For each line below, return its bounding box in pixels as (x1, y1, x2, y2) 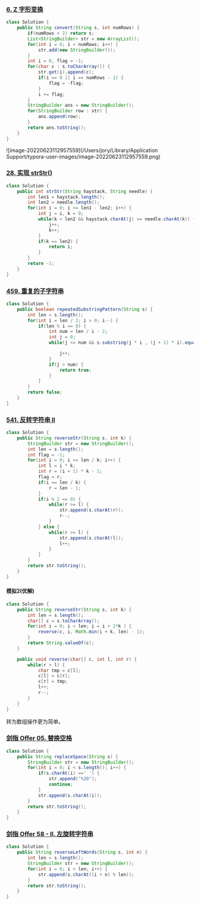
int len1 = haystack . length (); (27, 194, 105, 200)
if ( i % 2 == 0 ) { (37, 496, 82, 502)
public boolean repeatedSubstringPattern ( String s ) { (17, 306, 153, 312)
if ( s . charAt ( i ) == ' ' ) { (37, 770, 100, 777)
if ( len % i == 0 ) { (37, 323, 86, 329)
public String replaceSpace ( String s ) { (17, 753, 118, 759)
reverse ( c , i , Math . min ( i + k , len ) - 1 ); (37, 629, 145, 635)
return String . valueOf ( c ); (27, 640, 95, 646)
